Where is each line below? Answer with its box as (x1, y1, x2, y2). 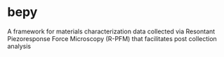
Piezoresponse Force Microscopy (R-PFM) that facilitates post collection (7, 34, 218, 42)
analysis (7, 42, 32, 50)
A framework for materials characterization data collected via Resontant (7, 27, 216, 35)
